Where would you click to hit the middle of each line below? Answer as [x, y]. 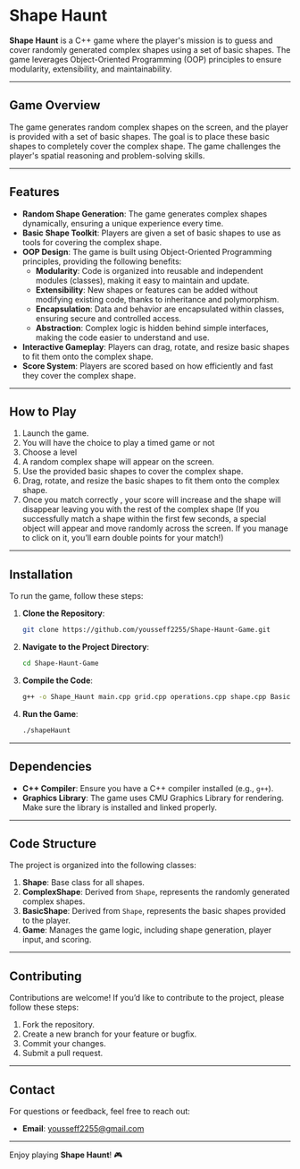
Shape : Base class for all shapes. [83, 883]
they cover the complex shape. [79, 375]
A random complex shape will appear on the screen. [118, 462]
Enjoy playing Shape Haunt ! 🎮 [66, 1155]
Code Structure [53, 844]
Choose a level [50, 452]
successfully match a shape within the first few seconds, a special [144, 519]
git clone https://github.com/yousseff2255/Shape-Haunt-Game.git [146, 630]
